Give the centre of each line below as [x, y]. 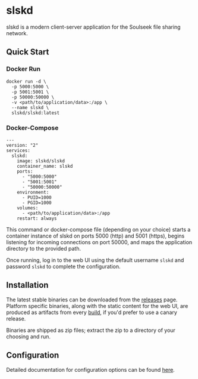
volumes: [28, 208]
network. [17, 33]
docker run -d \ [26, 81]
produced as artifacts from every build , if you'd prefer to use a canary [92, 312]
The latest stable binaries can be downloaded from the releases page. [92, 300]
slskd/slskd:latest [36, 113]
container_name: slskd [45, 166]
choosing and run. [29, 336]
